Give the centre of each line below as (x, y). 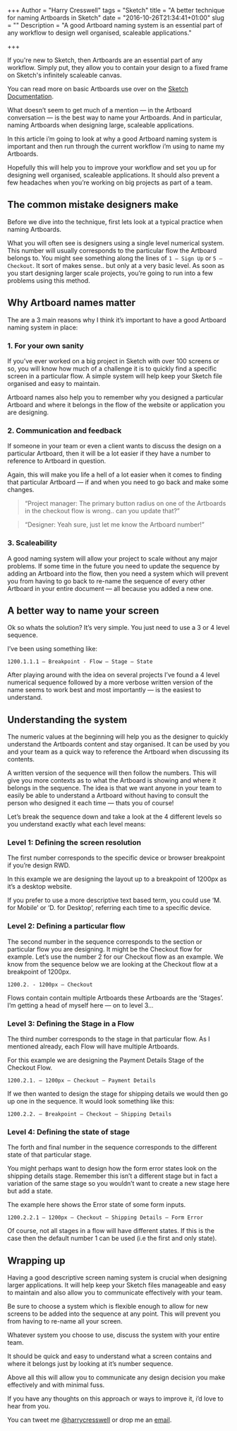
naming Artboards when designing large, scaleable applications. (101, 125)
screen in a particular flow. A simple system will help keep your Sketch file (115, 376)
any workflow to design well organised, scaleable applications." (99, 33)
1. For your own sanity (46, 346)
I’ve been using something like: (52, 649)
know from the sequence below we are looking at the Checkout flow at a (113, 964)
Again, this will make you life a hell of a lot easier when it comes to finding (115, 475)
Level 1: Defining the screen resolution (74, 843)
